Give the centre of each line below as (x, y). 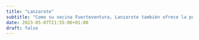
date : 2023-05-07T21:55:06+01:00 (47, 22)
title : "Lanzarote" (30, 11)
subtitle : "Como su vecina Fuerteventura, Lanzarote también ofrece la (96, 17)
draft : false (22, 28)
